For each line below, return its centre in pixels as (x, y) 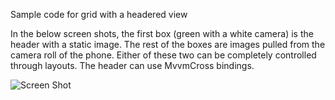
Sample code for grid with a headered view (99, 14)
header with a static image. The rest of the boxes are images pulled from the (168, 44)
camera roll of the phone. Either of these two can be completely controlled (163, 55)
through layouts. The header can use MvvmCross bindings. (132, 65)
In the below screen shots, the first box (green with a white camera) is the (162, 33)
